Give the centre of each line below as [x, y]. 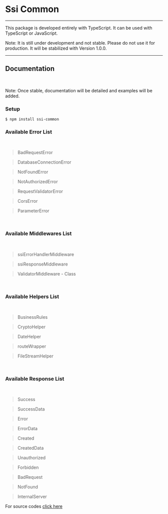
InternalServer [32, 497]
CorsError [27, 201]
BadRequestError [35, 153]
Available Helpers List [32, 296]
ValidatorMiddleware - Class [46, 274]
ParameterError [33, 211]
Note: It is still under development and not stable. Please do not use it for [80, 43]
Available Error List [29, 132]
